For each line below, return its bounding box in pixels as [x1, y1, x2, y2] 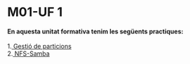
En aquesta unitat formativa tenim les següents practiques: [7, 27, 184, 35]
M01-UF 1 [7, 4, 63, 20]
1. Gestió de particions [7, 42, 72, 50]
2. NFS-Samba [7, 49, 50, 58]
